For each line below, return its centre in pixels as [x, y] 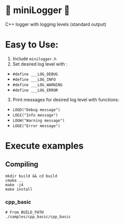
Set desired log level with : [40, 64]
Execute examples [45, 146]
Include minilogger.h [35, 59]
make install [19, 189]
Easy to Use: [32, 45]
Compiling [22, 164]
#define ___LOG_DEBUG [35, 74]
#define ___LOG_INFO [34, 79]
